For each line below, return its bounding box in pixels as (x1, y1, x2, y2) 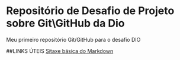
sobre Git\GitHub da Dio (6, 16, 126, 30)
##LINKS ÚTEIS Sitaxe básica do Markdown (6, 47, 114, 54)
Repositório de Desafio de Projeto (6, 4, 175, 18)
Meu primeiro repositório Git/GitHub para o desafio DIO (6, 36, 141, 43)
